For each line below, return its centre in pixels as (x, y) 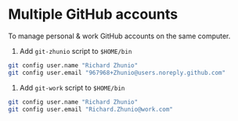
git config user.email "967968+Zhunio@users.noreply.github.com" (117, 73)
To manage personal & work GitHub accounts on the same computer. (119, 36)
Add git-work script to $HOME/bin (72, 87)
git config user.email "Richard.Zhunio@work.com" (91, 109)
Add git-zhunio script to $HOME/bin (76, 51)
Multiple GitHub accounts (93, 14)
